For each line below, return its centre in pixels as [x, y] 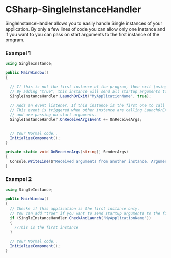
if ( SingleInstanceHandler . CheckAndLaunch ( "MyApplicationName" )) [81, 218]
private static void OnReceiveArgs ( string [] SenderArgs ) [67, 152]
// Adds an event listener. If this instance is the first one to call [88, 106]
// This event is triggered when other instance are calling [76, 110]
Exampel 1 [18, 53]
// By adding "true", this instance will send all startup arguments [85, 91]
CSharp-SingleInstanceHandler [73, 9]
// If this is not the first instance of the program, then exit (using [89, 87]
